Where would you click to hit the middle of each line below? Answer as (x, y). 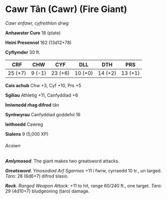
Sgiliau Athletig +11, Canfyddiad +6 (42, 95)
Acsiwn (13, 145)
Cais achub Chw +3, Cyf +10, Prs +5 (43, 85)
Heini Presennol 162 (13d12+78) (38, 42)
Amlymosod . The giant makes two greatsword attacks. (62, 161)
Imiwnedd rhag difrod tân (32, 105)
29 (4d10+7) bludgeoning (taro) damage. (48, 191)
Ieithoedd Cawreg (24, 124)
